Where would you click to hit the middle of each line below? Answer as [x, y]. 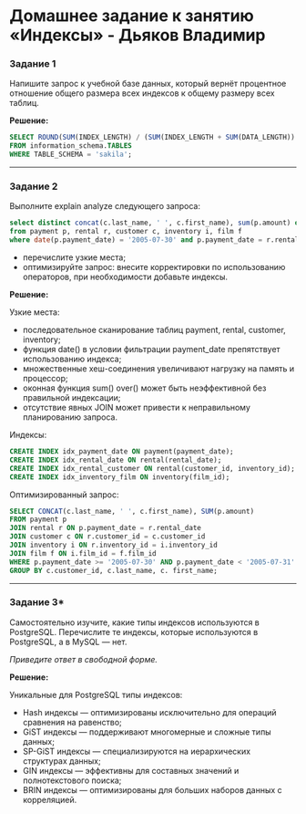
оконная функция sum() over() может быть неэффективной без [144, 388]
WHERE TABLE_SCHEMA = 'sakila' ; [71, 155]
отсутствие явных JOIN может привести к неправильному [136, 408]
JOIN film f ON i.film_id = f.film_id [83, 553]
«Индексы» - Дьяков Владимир [138, 35]
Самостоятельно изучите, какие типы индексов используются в [134, 622]
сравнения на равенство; [72, 722]
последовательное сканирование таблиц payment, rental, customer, [154, 330]
